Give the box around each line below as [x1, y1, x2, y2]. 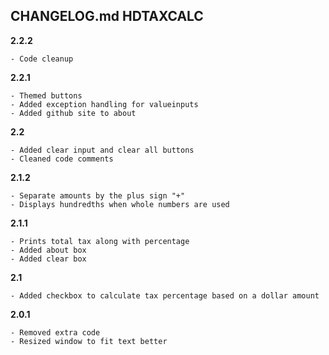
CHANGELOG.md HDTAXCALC [10, 8, 204, 25]
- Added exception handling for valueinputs [10, 99, 199, 109]
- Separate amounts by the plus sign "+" [10, 190, 186, 201]
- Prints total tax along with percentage [10, 236, 190, 246]
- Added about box [10, 245, 87, 255]
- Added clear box [10, 254, 87, 264]
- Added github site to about [10, 108, 137, 118]
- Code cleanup [10, 54, 74, 64]
